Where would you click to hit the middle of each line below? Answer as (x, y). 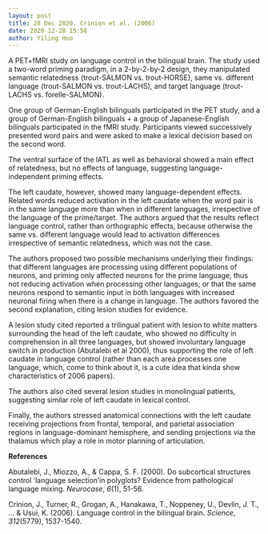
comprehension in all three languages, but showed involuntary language (127, 342)
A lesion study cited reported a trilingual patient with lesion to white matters (133, 325)
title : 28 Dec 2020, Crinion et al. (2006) (82, 23)
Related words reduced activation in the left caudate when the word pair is (131, 201)
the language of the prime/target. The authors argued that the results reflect (134, 217)
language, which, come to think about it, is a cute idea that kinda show (124, 368)
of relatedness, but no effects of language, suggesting (98, 168)
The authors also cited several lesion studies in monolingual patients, (122, 392)
